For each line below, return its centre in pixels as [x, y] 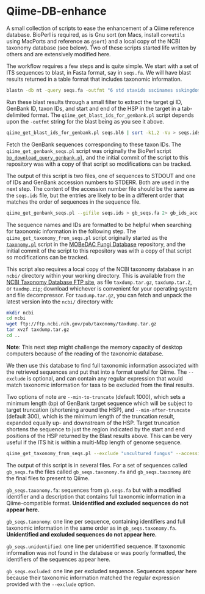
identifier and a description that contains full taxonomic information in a [96, 496]
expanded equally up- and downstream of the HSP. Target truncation [93, 423]
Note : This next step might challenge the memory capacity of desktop [95, 347]
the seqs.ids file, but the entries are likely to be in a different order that [95, 195]
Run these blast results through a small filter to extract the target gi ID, [95, 102]
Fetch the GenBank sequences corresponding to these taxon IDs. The [94, 144]
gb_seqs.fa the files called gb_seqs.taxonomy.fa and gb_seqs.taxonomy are [99, 472]
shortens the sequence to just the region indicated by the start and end [96, 429]
